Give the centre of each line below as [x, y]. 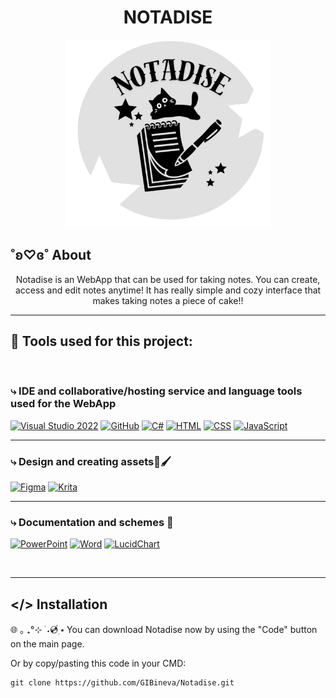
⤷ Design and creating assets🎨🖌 [91, 461]
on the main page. [47, 644]
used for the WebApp [63, 404]
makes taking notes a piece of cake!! [168, 300]
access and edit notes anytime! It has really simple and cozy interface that [168, 290]
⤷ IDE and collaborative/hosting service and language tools [156, 391]
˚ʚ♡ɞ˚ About [51, 255]
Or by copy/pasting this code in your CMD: [98, 663]
